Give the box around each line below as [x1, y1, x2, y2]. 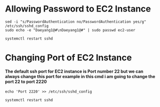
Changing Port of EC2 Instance [5, 52, 132, 63]
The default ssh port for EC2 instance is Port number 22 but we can [5, 68, 144, 74]
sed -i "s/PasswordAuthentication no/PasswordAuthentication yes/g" [5, 19, 146, 24]
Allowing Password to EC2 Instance [5, 3, 151, 14]
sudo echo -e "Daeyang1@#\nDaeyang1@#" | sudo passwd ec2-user [5, 27, 136, 32]
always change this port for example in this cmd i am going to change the [5, 73, 156, 79]
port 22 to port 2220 [5, 79, 47, 84]
